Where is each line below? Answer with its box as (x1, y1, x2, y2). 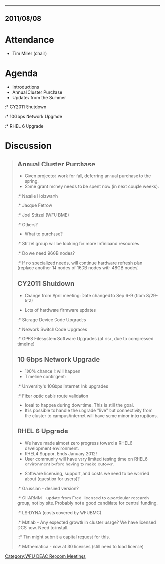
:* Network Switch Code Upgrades (17, 326, 87, 332)
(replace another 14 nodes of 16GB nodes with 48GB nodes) (17, 265, 139, 271)
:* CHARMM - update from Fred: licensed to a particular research (17, 495, 149, 500)
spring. (24, 178, 39, 184)
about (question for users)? (24, 476, 80, 482)
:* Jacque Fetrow (17, 202, 53, 208)
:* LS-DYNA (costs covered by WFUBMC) (17, 509, 102, 515)
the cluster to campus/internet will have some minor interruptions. (24, 412, 158, 419)
